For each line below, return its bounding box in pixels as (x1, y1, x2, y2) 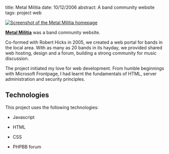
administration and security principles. (5, 76, 85, 82)
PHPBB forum (12, 143, 41, 149)
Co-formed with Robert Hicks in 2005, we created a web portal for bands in (5, 39, 163, 45)
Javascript (12, 114, 35, 120)
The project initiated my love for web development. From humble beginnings (5, 66, 164, 71)
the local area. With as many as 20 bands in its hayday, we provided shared (5, 45, 163, 50)
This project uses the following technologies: (5, 104, 99, 110)
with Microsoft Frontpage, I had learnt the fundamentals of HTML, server (5, 71, 157, 77)
